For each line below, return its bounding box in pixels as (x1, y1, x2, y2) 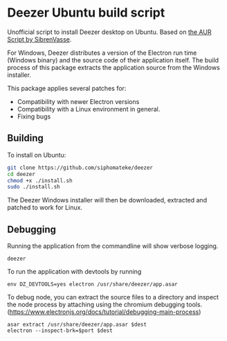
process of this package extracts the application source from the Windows (7, 63, 220, 71)
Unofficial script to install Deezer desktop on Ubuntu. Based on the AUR (7, 28, 212, 36)
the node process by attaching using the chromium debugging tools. (7, 300, 203, 309)
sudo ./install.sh (7, 184, 60, 191)
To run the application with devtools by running (7, 268, 142, 276)
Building (7, 132, 44, 144)
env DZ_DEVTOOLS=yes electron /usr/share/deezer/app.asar (7, 281, 178, 288)
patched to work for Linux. (7, 203, 83, 212)
